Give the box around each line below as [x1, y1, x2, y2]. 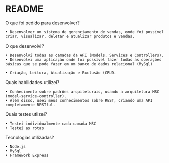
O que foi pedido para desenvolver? [5, 20, 80, 26]
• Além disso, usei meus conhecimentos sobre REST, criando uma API [5, 98, 153, 103]
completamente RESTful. [5, 102, 56, 107]
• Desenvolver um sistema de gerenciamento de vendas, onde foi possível [5, 29, 164, 34]
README [5, 3, 44, 15]
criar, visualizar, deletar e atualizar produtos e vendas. [5, 34, 135, 39]
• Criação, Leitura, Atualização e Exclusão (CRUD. [5, 70, 116, 75]
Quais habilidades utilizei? [5, 79, 60, 85]
